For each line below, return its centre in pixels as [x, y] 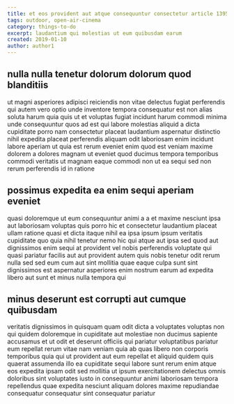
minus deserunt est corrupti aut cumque [97, 299]
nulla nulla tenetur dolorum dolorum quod [99, 74]
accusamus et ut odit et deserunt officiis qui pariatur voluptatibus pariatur [113, 341]
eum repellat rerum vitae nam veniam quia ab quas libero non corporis [108, 349]
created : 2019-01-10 [37, 40]
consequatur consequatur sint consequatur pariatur [81, 394]
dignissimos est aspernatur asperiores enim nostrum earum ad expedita [110, 270]
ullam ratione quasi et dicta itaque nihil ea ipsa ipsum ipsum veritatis [105, 233]
